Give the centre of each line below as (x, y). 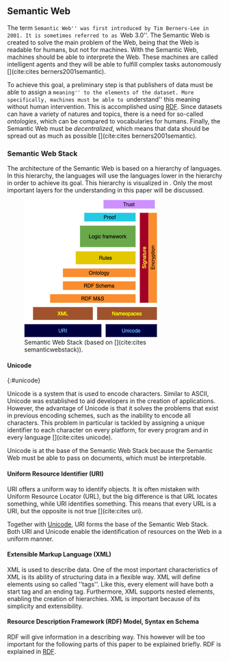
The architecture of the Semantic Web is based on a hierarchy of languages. (114, 169)
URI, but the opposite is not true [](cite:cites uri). (75, 511)
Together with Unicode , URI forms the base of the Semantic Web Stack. (108, 524)
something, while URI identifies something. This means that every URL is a (112, 504)
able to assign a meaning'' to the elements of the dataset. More (100, 92)
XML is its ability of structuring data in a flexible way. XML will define (104, 577)
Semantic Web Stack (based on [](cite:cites (85, 343)
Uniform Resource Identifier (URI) (55, 474)
